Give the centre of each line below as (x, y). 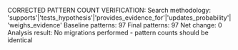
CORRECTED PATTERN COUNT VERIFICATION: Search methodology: (109, 10)
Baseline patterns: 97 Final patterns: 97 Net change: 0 (143, 25)
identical (20, 40)
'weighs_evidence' (35, 25)
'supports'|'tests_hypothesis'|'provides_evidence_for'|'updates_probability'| (119, 18)
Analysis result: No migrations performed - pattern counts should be (108, 32)
